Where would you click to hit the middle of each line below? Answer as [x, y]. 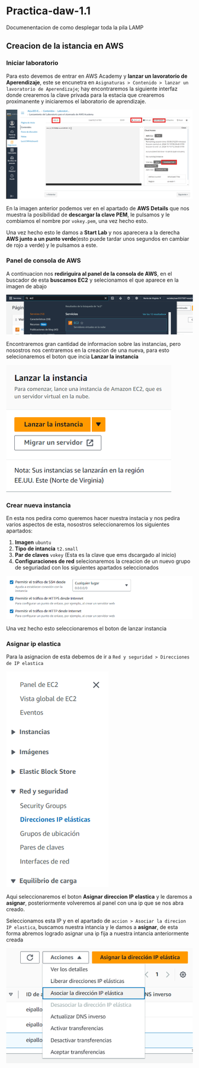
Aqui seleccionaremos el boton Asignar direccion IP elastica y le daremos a [99, 897]
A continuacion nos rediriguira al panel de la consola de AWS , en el [89, 273]
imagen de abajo [27, 286]
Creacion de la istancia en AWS [65, 46]
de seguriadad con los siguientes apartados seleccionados [86, 568]
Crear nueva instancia [38, 505]
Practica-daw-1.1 [48, 11]
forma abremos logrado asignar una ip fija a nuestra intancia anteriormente [98, 934]
